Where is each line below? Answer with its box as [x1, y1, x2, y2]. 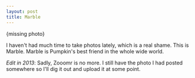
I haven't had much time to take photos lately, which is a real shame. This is [6, 42, 189, 49]
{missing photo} [6, 30, 45, 37]
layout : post [6, 8, 38, 15]
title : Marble [6, 14, 41, 20]
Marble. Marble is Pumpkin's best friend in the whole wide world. [6, 48, 164, 55]
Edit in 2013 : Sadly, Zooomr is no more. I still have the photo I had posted [6, 59, 183, 66]
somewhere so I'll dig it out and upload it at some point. [6, 65, 141, 72]
